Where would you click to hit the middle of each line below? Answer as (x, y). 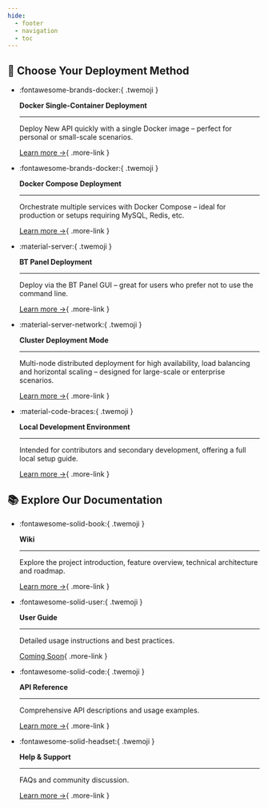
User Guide (38, 617)
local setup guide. (48, 459)
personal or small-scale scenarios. (76, 137)
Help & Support (45, 757)
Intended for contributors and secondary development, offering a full (132, 450)
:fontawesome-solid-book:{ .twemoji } (82, 523)
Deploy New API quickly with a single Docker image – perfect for (126, 128)
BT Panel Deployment (56, 262)
